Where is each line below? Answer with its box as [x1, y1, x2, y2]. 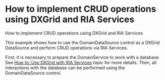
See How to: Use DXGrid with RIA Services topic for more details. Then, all [5, 59, 157, 65]
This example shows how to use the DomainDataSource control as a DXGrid [5, 39, 160, 45]
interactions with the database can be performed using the [5, 65, 125, 71]
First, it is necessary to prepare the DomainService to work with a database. [5, 54, 160, 60]
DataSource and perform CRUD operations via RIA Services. [5, 45, 128, 51]
